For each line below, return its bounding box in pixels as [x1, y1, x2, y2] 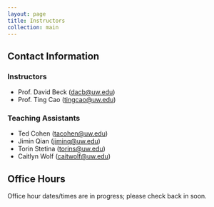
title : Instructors [7, 17, 66, 24]
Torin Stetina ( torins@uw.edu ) [17, 144, 106, 153]
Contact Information [7, 50, 100, 62]
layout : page [7, 10, 46, 18]
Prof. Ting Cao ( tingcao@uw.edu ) [17, 96, 116, 104]
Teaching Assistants [7, 113, 81, 123]
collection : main [7, 24, 59, 31]
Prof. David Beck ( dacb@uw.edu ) [17, 88, 116, 96]
